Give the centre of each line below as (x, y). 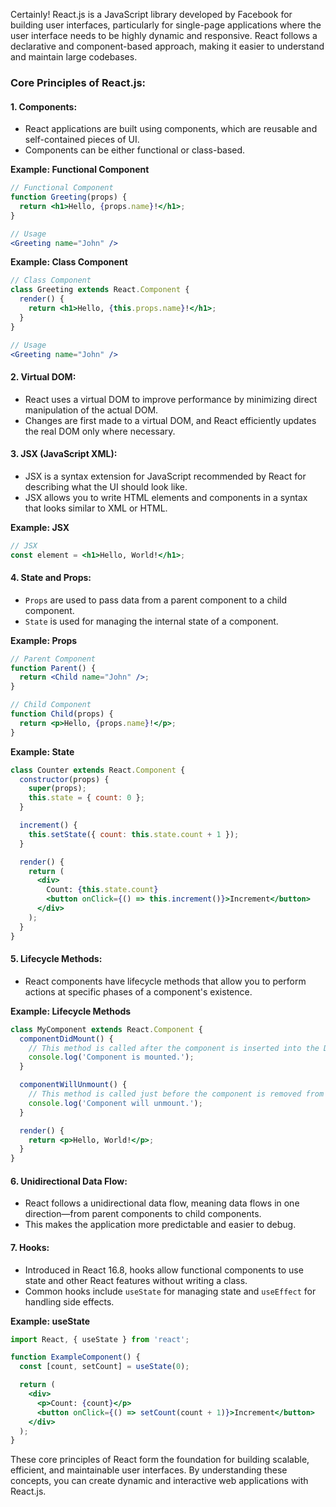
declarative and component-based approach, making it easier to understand (167, 46)
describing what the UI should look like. (106, 486)
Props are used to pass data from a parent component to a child (156, 600)
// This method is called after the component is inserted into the (174, 1048)
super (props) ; (57, 789)
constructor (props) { (64, 779)
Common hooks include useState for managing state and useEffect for (170, 1291)
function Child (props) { (62, 714)
